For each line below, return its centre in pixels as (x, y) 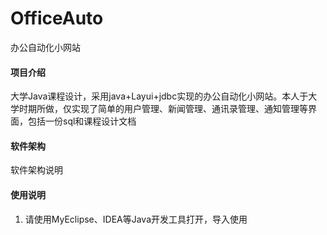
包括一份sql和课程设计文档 (82, 121)
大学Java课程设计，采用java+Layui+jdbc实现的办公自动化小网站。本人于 (159, 96)
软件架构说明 (36, 170)
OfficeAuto (57, 18)
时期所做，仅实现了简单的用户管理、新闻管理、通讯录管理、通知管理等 (163, 109)
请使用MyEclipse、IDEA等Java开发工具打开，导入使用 (136, 219)
